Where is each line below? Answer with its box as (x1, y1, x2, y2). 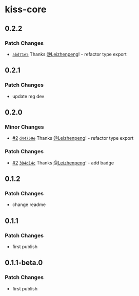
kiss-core (5, 4, 47, 15)
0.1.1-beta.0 (5, 258, 43, 267)
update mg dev (12, 93, 45, 99)
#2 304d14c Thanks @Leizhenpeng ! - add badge (12, 159, 114, 165)
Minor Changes (5, 123, 44, 131)
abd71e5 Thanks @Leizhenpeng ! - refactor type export (12, 51, 127, 57)
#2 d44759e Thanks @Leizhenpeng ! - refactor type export (12, 135, 134, 141)
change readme (12, 201, 46, 208)
